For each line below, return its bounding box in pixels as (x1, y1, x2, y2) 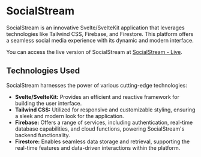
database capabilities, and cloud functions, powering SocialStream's (14, 125, 185, 132)
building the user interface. (14, 99, 82, 107)
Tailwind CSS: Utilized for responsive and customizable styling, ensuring (14, 106, 196, 113)
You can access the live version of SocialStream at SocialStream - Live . (6, 48, 183, 55)
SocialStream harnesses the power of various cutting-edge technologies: (6, 81, 187, 89)
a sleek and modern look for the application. (14, 112, 124, 119)
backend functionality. (14, 131, 70, 138)
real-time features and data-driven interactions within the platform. (14, 144, 181, 151)
